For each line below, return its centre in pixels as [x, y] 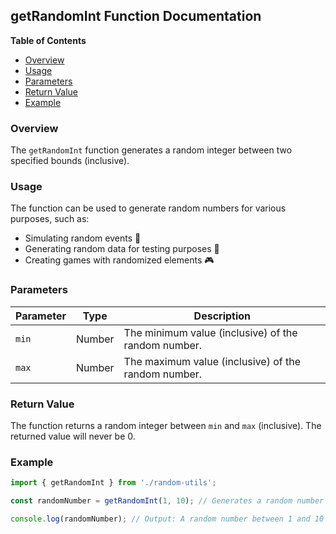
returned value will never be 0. [73, 436]
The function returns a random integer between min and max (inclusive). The [166, 425]
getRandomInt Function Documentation [136, 16]
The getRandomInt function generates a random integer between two [151, 150]
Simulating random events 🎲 [83, 238]
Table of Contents [48, 40]
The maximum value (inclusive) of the [212, 361]
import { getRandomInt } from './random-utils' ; [113, 483]
